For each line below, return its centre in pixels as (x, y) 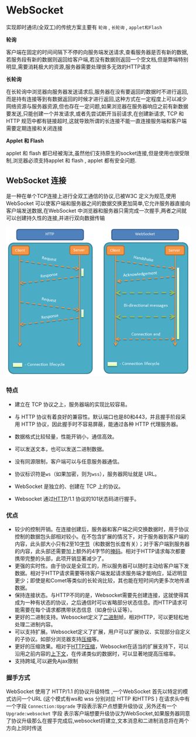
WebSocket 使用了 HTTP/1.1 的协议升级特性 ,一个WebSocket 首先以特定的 (94, 691)
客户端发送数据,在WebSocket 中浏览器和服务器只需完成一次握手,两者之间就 (97, 210)
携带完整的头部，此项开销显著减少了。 (61, 559)
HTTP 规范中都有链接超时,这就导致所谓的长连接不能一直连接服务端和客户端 (97, 121)
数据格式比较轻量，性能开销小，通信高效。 (66, 436)
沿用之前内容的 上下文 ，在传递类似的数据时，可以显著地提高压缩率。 (97, 654)
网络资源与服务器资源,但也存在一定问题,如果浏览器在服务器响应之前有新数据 (97, 106)
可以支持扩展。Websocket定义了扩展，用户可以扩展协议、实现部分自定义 (102, 632)
